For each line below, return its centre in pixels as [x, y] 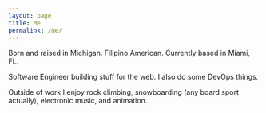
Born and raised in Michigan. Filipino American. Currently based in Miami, [129, 53]
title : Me [25, 23]
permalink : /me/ [35, 30]
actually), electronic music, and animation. [78, 101]
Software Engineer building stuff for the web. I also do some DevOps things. [133, 77]
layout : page [30, 16]
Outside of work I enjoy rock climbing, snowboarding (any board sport [124, 92]
